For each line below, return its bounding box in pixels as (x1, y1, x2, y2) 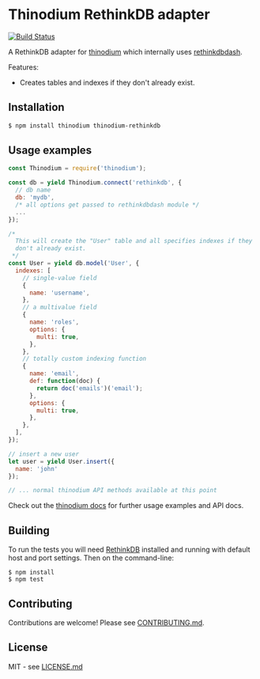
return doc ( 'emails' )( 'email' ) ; (36, 384, 144, 393)
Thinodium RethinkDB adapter (8, 6, 211, 24)
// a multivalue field (22, 303, 97, 312)
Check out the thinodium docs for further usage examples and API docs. (8, 501, 244, 510)
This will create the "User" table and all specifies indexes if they (15, 237, 253, 245)
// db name (15, 186, 51, 195)
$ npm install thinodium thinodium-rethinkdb (8, 121, 160, 130)
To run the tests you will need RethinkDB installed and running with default (8, 544, 251, 555)
